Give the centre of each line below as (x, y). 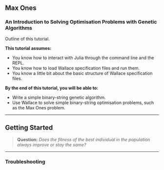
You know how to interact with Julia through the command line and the (83, 58)
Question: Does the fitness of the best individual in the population (83, 139)
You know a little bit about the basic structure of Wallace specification (82, 73)
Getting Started (29, 128)
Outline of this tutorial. (27, 39)
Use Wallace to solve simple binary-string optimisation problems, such (83, 103)
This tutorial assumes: (28, 48)
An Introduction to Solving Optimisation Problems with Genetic (81, 22)
